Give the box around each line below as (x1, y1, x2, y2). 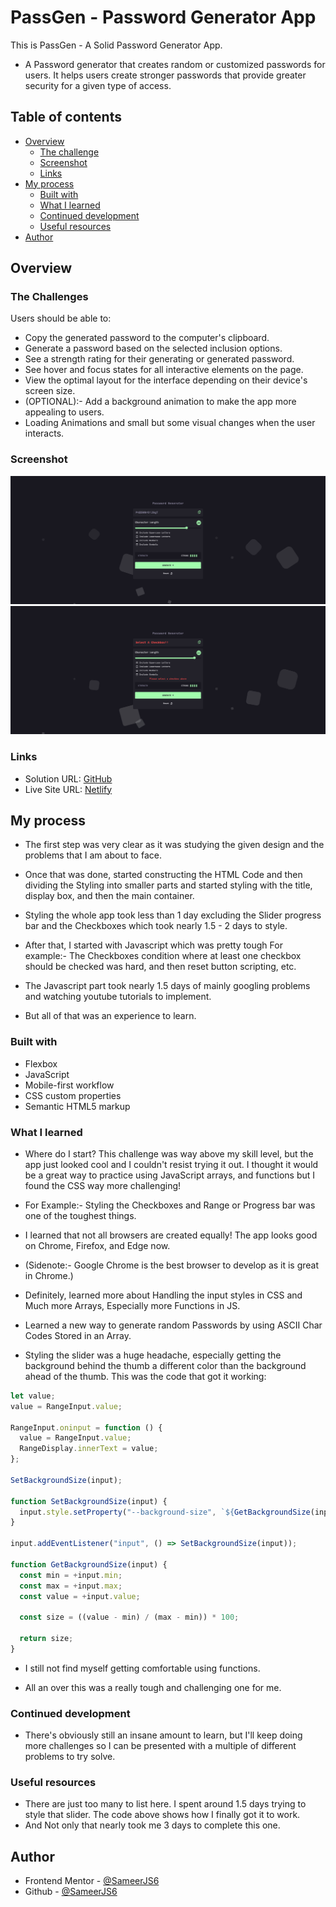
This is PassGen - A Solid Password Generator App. (10, 39, 223, 51)
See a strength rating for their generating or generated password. (24, 353, 295, 365)
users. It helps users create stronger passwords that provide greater (24, 69, 307, 81)
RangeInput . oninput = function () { (10, 1422, 163, 1433)
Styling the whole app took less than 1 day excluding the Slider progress (24, 909, 322, 921)
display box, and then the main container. (24, 890, 195, 902)
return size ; (19, 1634, 74, 1644)
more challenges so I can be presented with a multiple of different (24, 1740, 297, 1752)
